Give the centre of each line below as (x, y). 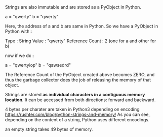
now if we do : (20, 55)
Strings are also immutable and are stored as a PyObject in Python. (73, 7)
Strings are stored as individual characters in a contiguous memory (75, 95)
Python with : (19, 31)
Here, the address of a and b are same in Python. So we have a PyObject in (81, 26)
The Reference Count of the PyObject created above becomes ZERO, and (80, 75)
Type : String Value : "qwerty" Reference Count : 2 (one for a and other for (81, 41)
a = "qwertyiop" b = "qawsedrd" (38, 65)
